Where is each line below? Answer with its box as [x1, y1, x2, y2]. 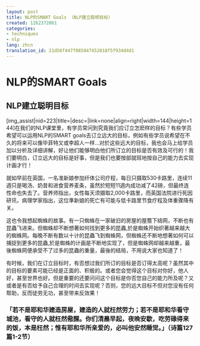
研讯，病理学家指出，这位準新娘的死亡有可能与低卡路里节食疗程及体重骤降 [6, 197, 189, 204]
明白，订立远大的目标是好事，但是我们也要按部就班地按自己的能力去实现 [16, 154, 194, 161]
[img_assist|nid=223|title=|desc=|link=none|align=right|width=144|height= [6, 117, 190, 124]
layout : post [6, 8, 39, 15]
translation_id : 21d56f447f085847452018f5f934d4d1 [6, 48, 135, 54]
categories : [6, 25, 36, 32]
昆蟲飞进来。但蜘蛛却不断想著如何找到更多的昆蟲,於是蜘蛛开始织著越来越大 [6, 224, 190, 231]
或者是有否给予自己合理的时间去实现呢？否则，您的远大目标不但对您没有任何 [6, 281, 194, 289]
